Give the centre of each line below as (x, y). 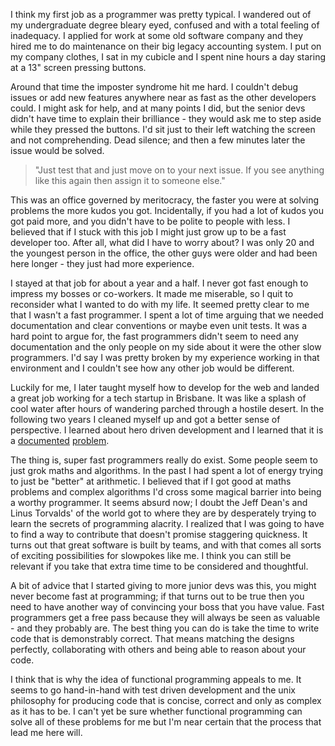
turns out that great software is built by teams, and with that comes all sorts (166, 545)
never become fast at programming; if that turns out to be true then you (157, 596)
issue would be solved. (57, 150)
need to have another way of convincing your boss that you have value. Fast (167, 607)
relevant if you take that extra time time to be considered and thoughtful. (159, 566)
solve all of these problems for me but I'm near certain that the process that (166, 722)
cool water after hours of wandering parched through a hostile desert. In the (167, 408)
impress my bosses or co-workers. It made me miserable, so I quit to (152, 293)
